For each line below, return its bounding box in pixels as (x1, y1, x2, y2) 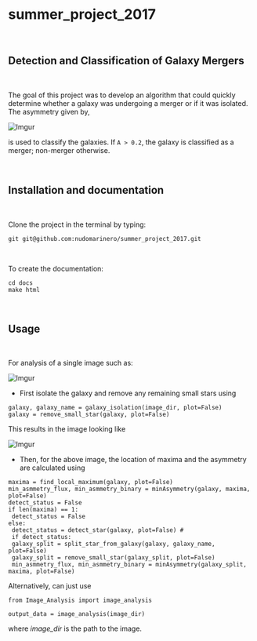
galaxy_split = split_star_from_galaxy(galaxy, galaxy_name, (11, 540, 215, 548)
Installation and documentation (8, 184, 165, 197)
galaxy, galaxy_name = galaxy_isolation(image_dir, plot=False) (8, 404, 223, 412)
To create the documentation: (8, 264, 104, 273)
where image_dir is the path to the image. (8, 624, 143, 633)
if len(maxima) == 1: (8, 506, 79, 514)
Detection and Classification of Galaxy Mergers (8, 54, 244, 67)
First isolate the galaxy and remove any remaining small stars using (19, 388, 237, 398)
